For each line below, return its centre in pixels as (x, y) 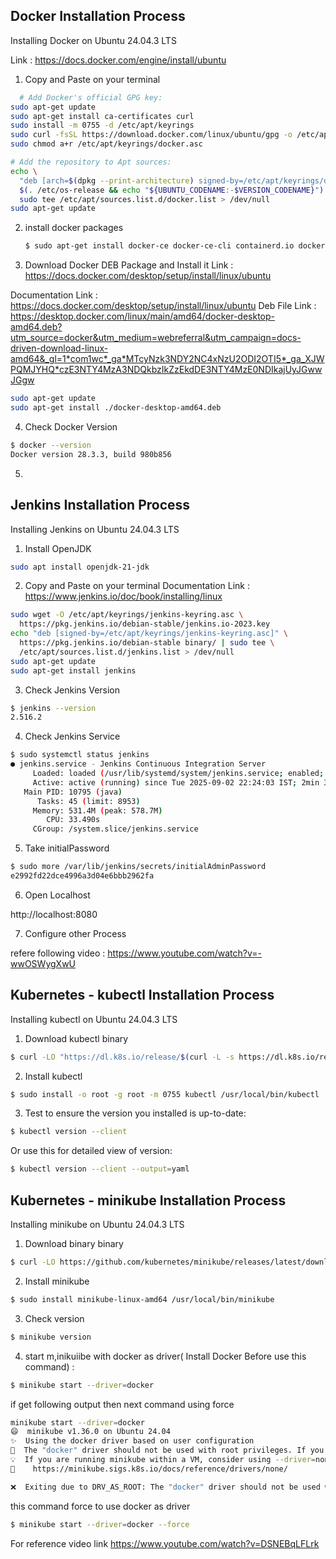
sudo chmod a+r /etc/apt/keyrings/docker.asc (106, 144)
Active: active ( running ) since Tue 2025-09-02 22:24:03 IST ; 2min (176, 782)
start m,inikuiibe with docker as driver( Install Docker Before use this (165, 1356)
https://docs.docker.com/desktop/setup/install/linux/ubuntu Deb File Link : (163, 306)
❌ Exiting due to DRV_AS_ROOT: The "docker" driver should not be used (165, 1487)
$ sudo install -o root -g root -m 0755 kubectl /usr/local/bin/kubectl (165, 1094)
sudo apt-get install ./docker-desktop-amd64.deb (116, 408)
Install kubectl (53, 1076)
